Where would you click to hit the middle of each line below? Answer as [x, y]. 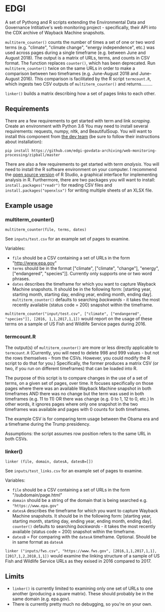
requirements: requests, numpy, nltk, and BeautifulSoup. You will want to [79, 131]
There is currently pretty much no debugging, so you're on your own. [82, 604]
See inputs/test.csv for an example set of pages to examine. [68, 239]
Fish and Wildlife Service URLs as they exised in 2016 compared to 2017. [78, 561]
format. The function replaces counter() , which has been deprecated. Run [80, 63]
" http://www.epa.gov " [34, 263]
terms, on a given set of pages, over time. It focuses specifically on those [79, 383]
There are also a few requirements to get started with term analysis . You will [82, 164]
